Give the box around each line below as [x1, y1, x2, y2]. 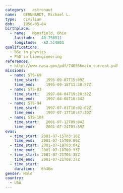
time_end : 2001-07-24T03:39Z [14, 124, 85, 129]
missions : [5, 68, 26, 73]
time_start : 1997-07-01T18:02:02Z [14, 106, 92, 111]
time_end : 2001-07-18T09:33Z [14, 148, 80, 153]
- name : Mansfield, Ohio [10, 31, 67, 36]
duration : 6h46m [14, 166, 53, 171]
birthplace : [5, 26, 30, 31]
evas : [5, 129, 17, 134]
